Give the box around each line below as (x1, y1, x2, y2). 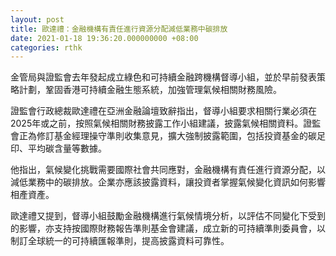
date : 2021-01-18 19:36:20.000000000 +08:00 (10, 33, 199, 43)
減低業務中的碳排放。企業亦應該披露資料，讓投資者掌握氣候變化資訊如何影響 (10, 176, 326, 188)
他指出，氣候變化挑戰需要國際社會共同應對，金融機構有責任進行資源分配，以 (10, 164, 326, 176)
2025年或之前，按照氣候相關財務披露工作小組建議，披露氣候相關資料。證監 (10, 117, 322, 130)
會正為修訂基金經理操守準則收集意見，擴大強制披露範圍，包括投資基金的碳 (10, 130, 317, 142)
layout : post (10, 14, 65, 25)
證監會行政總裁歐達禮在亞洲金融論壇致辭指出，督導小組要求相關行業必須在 (10, 105, 317, 117)
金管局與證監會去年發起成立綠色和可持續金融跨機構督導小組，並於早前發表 (10, 71, 317, 83)
